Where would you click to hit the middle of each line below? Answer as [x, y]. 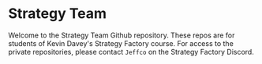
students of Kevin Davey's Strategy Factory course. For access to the [121, 43]
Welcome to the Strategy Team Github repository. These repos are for [122, 35]
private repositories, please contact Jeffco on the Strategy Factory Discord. [131, 52]
